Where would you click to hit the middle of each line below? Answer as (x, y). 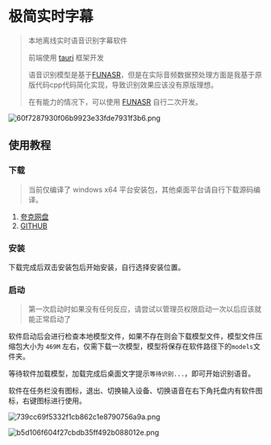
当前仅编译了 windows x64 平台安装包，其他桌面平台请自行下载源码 (141, 189)
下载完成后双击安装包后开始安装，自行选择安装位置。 (97, 267)
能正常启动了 (49, 319)
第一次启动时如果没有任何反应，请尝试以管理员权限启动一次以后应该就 (145, 309)
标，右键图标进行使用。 (47, 401)
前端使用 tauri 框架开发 (66, 57)
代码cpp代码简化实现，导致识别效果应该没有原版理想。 (126, 85)
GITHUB (34, 226)
